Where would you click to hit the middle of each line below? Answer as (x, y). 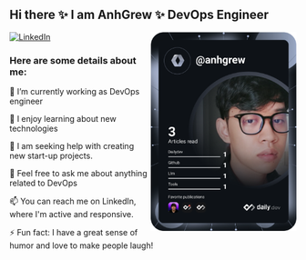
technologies (34, 129)
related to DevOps (43, 183)
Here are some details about (73, 60)
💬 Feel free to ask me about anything (78, 174)
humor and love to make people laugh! (82, 245)
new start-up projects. (51, 156)
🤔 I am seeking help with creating (72, 146)
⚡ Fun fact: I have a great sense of (74, 233)
